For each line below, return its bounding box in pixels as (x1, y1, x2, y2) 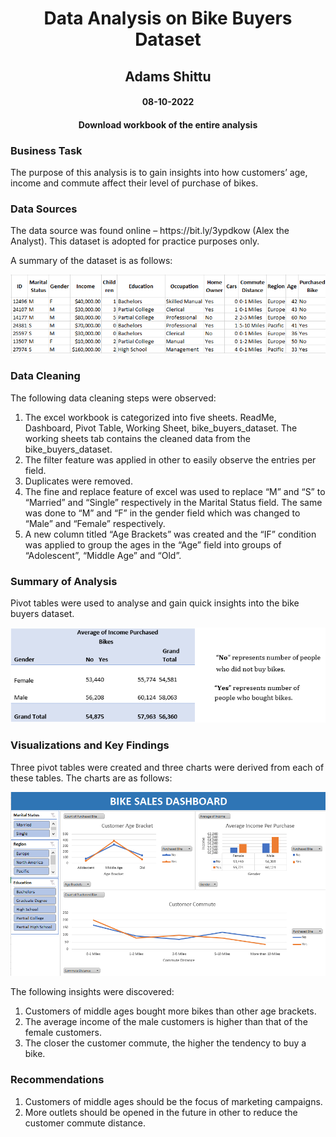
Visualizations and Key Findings (10, 738, 170, 752)
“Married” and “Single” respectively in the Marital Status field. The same (24, 496, 323, 508)
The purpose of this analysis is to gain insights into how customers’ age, (10, 167, 308, 179)
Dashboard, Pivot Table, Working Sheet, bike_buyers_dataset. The (24, 422, 298, 434)
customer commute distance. (24, 1117, 147, 1129)
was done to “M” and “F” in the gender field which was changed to (24, 507, 301, 519)
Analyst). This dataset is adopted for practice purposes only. (10, 235, 260, 247)
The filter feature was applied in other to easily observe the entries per (24, 453, 317, 466)
